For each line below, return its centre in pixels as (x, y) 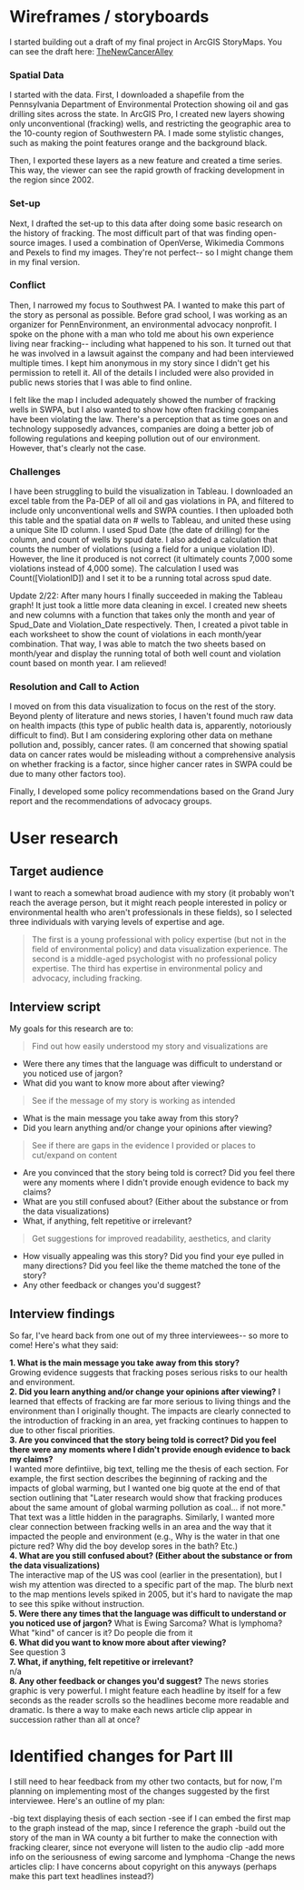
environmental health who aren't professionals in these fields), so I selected (151, 912)
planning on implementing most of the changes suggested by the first (140, 1791)
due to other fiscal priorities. (62, 1431)
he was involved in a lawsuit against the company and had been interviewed (152, 353)
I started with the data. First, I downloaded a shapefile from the (127, 95)
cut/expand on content (74, 1156)
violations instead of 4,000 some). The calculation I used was (124, 568)
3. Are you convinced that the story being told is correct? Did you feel (143, 1440)
